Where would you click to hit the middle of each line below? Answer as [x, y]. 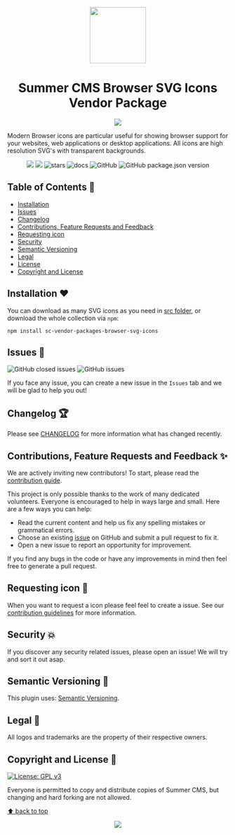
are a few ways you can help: [50, 509]
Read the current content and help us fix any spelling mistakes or [111, 523]
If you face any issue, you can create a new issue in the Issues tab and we [115, 383]
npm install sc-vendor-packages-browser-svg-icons [83, 331]
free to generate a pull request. [52, 566]
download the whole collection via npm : [63, 318]
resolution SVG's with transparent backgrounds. [76, 151]
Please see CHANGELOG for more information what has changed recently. [115, 434]
